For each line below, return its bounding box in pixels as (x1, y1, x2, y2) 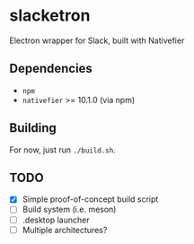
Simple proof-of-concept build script (22, 194, 159, 205)
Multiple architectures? (22, 224, 108, 235)
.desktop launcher (22, 214, 90, 225)
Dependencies (9, 61, 93, 76)
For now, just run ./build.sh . (9, 144, 117, 155)
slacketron (9, 5, 91, 26)
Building (9, 120, 57, 135)
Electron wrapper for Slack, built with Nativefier (9, 35, 185, 46)
